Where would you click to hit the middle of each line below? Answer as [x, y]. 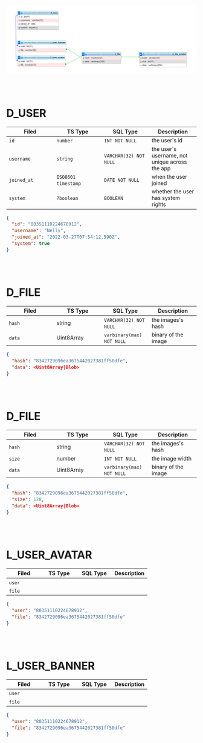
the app [161, 168]
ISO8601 [66, 177]
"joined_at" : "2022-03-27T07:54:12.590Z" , [66, 237]
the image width [172, 458]
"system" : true [31, 244]
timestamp [69, 184]
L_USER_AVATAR [49, 555]
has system [166, 198]
